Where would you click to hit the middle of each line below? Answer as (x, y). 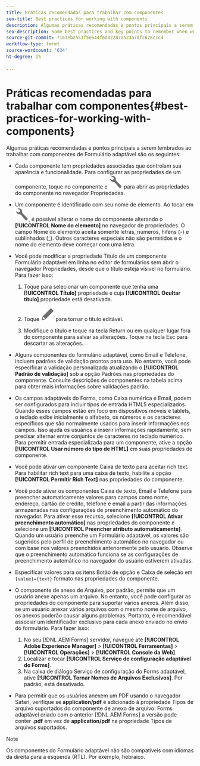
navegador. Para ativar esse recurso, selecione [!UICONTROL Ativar (99, 516)
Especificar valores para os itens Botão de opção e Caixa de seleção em (104, 572)
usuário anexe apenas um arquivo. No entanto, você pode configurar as (103, 596)
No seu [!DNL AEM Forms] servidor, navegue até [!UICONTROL (101, 640)
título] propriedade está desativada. (68, 299)
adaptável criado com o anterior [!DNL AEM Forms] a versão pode (96, 714)
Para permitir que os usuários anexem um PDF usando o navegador (98, 696)
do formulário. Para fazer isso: (52, 628)
